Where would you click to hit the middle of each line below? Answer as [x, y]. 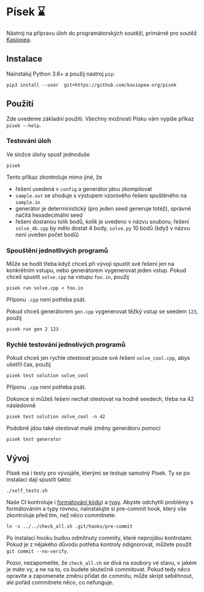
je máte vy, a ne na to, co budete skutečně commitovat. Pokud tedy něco [98, 569]
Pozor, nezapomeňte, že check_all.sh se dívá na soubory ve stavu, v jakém [102, 563]
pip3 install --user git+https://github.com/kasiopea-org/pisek [91, 85]
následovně [21, 405]
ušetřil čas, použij [28, 364]
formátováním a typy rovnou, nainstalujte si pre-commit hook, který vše [96, 509]
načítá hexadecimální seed [49, 215]
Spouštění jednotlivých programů [57, 251]
